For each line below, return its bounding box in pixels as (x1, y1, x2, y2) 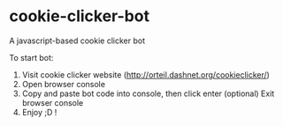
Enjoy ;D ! (21, 107, 57, 117)
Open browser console (21, 78, 106, 89)
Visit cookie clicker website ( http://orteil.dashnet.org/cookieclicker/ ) (21, 69, 270, 80)
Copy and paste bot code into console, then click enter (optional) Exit (21, 88, 275, 99)
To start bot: (9, 52, 54, 63)
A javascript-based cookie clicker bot (9, 35, 146, 46)
